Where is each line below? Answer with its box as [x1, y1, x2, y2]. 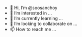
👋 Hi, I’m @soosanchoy [9, 5, 58, 10]
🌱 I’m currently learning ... [9, 15, 63, 21]
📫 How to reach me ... [9, 26, 56, 32]
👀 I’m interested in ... [9, 10, 52, 16]
